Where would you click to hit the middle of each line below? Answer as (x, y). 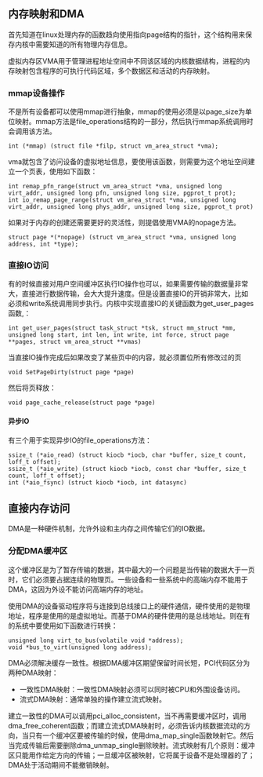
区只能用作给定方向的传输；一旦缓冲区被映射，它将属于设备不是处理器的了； (131, 755)
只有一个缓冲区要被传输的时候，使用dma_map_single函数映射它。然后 (141, 735)
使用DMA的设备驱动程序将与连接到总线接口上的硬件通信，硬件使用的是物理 (129, 606)
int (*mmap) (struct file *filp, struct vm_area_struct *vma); (113, 146)
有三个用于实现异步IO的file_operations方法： (80, 440)
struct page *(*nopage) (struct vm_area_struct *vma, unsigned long (122, 238)
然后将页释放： (32, 388)
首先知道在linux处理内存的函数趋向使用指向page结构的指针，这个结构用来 (127, 35)
